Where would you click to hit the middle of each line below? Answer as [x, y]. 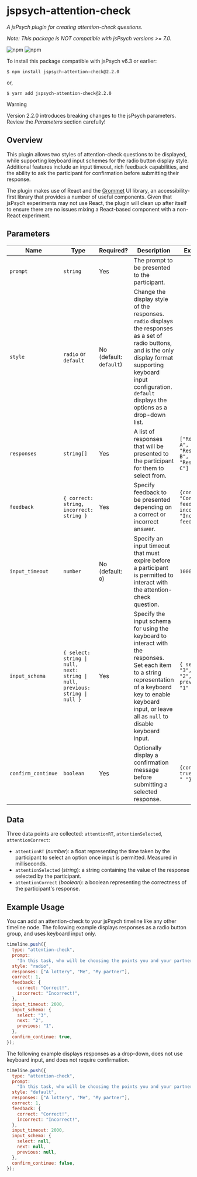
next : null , [32, 1147]
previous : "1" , [36, 1026]
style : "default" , [34, 1092]
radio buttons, [153, 343]
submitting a [151, 784]
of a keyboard [153, 687]
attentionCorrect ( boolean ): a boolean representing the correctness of [101, 882]
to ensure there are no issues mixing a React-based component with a [91, 209]
